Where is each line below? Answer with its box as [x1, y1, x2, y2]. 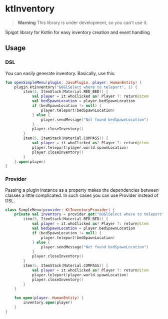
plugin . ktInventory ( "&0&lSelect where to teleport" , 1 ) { [14, 85, 137, 90]
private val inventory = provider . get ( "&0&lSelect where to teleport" [14, 212, 164, 217]
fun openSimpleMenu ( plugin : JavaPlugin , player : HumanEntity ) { [5, 80, 142, 85]
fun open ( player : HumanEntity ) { [14, 295, 84, 300]
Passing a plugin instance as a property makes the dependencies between [5, 187, 159, 193]
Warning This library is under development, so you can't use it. [17, 20, 147, 26]
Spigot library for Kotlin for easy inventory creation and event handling [5, 29, 150, 35]
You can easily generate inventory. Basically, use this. [5, 70, 116, 76]
